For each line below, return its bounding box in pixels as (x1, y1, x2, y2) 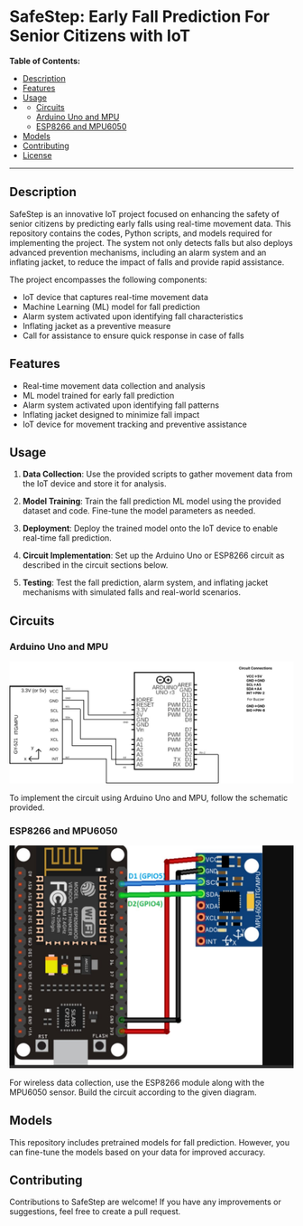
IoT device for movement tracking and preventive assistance (22, 419, 248, 429)
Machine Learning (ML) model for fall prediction (22, 301, 201, 312)
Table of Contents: (9, 55, 81, 66)
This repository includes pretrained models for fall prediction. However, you (9, 1136, 290, 1147)
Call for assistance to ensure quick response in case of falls (22, 330, 245, 341)
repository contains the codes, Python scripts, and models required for (9, 228, 273, 239)
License (22, 149, 52, 160)
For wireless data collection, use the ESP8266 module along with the (9, 1077, 265, 1088)
